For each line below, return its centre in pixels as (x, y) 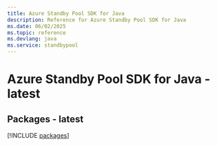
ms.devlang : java (32, 39)
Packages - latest (45, 119)
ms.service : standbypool (43, 45)
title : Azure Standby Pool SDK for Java (66, 13)
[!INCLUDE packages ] (38, 135)
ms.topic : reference (37, 33)
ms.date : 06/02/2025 (37, 26)
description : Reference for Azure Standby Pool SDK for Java (97, 20)
